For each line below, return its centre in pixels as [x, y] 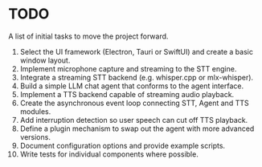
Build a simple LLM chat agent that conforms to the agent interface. [131, 86]
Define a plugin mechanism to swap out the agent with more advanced [137, 128]
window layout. [45, 60]
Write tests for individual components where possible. [109, 154]
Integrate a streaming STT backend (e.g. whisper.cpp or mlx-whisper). [137, 77]
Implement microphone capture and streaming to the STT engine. [128, 68]
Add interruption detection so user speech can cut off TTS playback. [134, 120]
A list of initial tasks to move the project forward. [88, 36]
